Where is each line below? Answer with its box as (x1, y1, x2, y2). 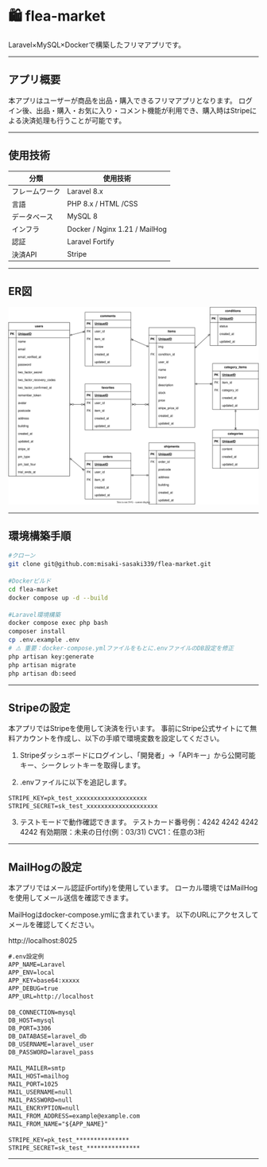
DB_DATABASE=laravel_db (8, 1032, 87, 1041)
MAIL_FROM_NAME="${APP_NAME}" (8, 1120, 109, 1129)
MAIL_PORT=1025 (8, 1080, 59, 1089)
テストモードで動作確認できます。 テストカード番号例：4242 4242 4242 (19, 817, 259, 827)
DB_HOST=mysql (8, 1016, 56, 1025)
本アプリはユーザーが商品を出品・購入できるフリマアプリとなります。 (8, 96, 237, 105)
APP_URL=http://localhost (8, 992, 94, 1001)
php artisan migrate (8, 661, 77, 669)
